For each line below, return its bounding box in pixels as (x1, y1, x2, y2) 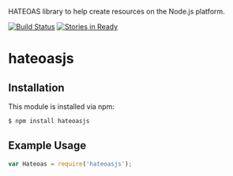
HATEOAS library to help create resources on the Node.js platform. (8, 7, 225, 16)
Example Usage (8, 139, 87, 152)
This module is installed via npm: (8, 102, 115, 111)
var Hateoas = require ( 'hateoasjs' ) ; (8, 159, 133, 168)
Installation (8, 81, 65, 94)
